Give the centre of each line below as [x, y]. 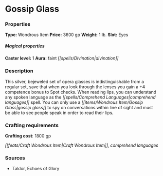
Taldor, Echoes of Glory [36, 169]
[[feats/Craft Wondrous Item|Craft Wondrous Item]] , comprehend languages [82, 145]
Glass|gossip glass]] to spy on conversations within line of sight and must [79, 107]
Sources [15, 158]
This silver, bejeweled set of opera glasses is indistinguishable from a [75, 81]
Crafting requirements [32, 125]
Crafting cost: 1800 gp [28, 136]
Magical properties [25, 46]
